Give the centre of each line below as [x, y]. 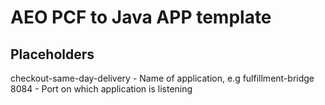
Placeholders [52, 54]
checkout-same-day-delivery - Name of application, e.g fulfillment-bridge [162, 78]
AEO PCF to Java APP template [141, 17]
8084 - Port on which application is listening [101, 89]
